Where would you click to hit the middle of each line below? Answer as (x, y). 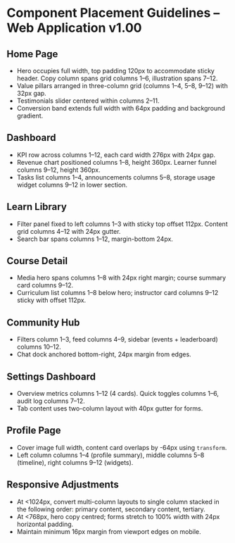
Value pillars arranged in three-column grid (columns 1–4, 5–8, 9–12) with (122, 86)
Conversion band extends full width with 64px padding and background (121, 108)
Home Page (32, 54)
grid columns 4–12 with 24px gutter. (69, 231)
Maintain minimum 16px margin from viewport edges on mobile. (109, 531)
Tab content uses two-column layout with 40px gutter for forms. (110, 408)
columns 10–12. (39, 347)
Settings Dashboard (51, 376)
